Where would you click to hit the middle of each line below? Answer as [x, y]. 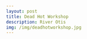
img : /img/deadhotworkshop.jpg [44, 27]
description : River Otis [36, 22]
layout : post [22, 11]
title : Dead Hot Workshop [37, 17]
